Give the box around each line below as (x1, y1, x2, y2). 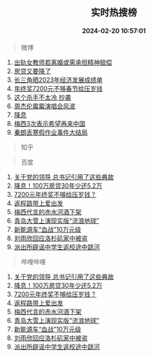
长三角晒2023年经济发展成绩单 (13, 76, 103, 84)
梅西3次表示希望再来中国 (13, 119, 86, 127)
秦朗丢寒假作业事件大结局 (13, 128, 88, 136)
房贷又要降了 (13, 66, 51, 75)
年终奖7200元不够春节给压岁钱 (13, 84, 103, 92)
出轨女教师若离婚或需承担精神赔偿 (13, 58, 112, 66)
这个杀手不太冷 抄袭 (13, 93, 71, 101)
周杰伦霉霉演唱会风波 (13, 101, 75, 110)
